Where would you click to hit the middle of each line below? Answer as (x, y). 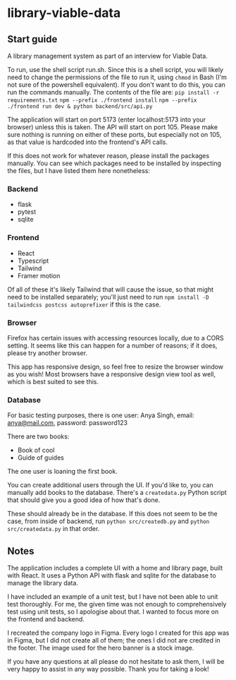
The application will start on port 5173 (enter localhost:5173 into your (107, 119)
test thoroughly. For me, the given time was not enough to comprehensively (117, 604)
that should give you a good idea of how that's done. (84, 500)
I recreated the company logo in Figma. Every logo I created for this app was (118, 633)
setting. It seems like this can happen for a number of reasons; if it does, (112, 345)
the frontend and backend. (46, 619)
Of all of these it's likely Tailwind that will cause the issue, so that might (110, 289)
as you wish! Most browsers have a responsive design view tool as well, (112, 374)
